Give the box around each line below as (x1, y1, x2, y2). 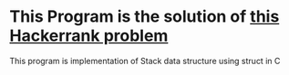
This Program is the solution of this (9, 6, 280, 27)
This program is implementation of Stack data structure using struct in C (9, 55, 281, 66)
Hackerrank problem (9, 25, 169, 46)
